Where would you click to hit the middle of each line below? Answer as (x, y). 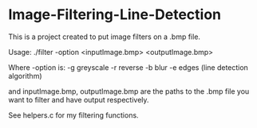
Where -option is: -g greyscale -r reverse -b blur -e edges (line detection (128, 67)
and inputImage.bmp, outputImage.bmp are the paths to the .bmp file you (129, 91)
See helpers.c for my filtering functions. (73, 115)
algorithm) (25, 76)
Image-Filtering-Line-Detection (115, 15)
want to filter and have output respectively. (79, 99)
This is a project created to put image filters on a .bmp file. (105, 37)
